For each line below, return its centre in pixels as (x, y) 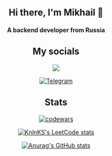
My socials (56, 52)
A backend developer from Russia (56, 30)
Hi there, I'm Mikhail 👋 (56, 13)
